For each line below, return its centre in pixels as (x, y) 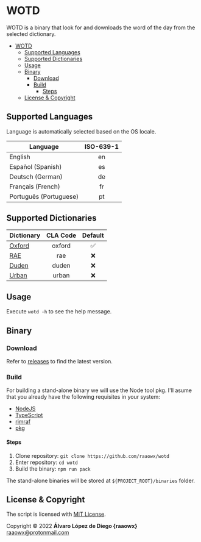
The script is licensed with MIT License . (56, 514)
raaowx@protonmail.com (38, 533)
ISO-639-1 (101, 146)
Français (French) (35, 187)
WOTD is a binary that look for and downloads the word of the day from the (101, 27)
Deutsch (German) (36, 176)
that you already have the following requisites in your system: (83, 397)
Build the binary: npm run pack (53, 469)
